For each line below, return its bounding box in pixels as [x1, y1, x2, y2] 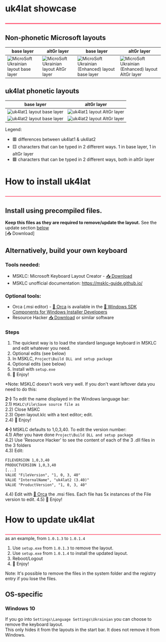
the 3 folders [5, 443, 31, 448]
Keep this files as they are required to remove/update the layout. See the [5, 220, 157, 226]
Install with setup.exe [12, 366, 56, 372]
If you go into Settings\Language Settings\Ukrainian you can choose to [5, 616, 152, 622]
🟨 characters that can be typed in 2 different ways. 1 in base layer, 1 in [12, 144, 156, 150]
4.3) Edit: [5, 447, 24, 453]
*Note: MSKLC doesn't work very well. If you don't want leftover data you [5, 381, 155, 387]
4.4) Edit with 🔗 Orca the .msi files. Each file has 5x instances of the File [5, 491, 152, 497]
